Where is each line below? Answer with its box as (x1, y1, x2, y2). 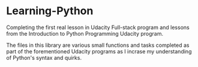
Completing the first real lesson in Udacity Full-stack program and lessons (6, 24, 190, 31)
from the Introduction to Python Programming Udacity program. (6, 30, 164, 37)
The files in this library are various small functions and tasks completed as (6, 42, 190, 49)
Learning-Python (6, 4, 94, 18)
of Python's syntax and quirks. (6, 54, 82, 61)
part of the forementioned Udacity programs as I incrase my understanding (6, 47, 192, 55)
